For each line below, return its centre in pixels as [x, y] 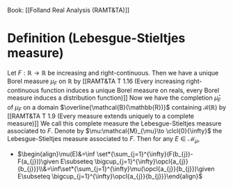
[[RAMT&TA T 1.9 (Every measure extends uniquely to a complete [101, 116]
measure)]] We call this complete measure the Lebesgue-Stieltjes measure [114, 124]
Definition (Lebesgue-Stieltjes [96, 38]
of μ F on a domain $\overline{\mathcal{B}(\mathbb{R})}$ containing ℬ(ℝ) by [117, 108]
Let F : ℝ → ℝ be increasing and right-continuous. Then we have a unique [113, 73]
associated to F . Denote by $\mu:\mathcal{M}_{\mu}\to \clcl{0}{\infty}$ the [115, 131]
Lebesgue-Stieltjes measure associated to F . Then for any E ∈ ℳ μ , [104, 140]
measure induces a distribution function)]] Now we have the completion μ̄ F [114, 98]
